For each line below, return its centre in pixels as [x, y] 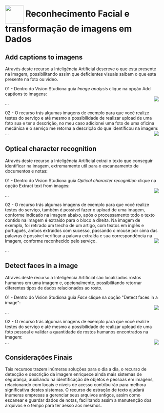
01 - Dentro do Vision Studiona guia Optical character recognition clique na [81, 180]
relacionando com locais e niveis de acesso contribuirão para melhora [76, 385]
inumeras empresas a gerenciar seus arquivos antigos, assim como [73, 395]
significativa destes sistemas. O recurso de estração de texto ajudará [75, 390]
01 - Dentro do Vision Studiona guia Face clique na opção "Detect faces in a [82, 297]
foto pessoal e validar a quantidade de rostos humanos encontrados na [77, 331]
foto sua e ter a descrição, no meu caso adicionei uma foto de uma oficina [80, 123]
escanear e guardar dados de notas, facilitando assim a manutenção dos [78, 400]
